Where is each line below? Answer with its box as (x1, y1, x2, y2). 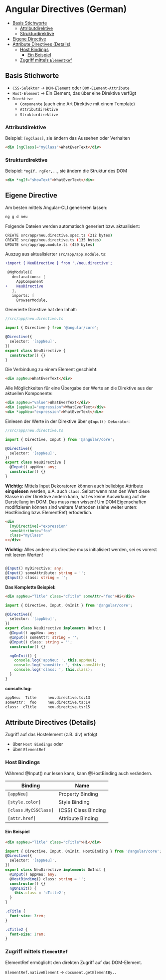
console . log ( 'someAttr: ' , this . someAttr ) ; (14, 662, 106, 668)
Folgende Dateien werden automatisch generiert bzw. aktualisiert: (5, 223, 141, 229)
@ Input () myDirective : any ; (5, 566, 64, 571)
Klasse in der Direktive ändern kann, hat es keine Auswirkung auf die (5, 493, 147, 499)
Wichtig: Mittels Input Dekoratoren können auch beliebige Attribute (5, 483, 144, 489)
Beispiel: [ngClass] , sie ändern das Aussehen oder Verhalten (5, 135, 131, 141)
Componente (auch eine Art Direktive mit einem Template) (19, 101, 136, 107)
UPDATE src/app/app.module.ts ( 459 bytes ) (5, 242, 95, 247)
